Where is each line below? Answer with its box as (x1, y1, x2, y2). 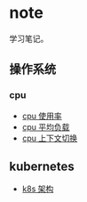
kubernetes (9, 159, 75, 174)
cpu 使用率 (21, 110, 62, 121)
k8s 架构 (21, 183, 54, 194)
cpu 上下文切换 (21, 133, 78, 143)
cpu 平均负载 (21, 121, 70, 132)
